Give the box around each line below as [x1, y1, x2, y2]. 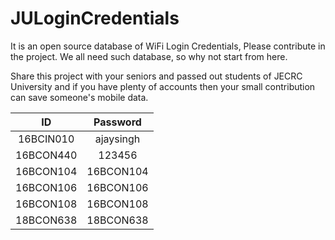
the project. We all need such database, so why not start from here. [10, 50, 288, 62]
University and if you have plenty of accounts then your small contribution [10, 80, 316, 92]
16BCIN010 [17, 132, 75, 146]
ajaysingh [94, 132, 141, 146]
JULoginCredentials [10, 7, 180, 30]
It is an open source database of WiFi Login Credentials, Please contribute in [10, 40, 326, 52]
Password [93, 115, 142, 129]
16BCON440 [15, 148, 78, 162]
